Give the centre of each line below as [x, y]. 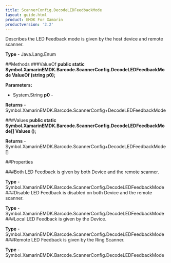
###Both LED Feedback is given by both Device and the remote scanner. [82, 172]
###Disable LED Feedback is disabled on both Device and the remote [79, 193]
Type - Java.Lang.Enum [31, 54]
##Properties [19, 162]
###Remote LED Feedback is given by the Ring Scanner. [65, 240]
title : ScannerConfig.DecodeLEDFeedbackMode [54, 10]
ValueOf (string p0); [34, 75]
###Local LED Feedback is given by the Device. [56, 219]
